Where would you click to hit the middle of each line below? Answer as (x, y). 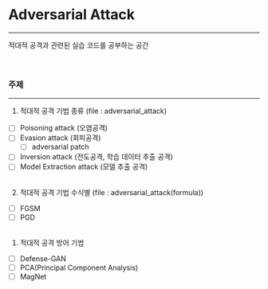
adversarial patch (60, 147)
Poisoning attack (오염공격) (63, 128)
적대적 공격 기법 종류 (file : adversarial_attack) (93, 111)
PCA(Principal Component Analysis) (79, 268)
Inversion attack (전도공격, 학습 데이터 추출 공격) (97, 157)
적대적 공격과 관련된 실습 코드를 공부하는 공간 (79, 45)
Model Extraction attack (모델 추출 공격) (84, 167)
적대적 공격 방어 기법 (52, 242)
